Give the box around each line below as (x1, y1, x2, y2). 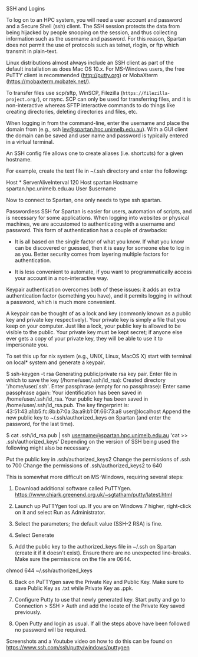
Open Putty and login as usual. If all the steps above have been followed (14, 620, 190, 627)
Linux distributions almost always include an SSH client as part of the (6, 59, 174, 66)
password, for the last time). (6, 421, 75, 427)
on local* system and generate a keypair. (6, 359, 105, 366)
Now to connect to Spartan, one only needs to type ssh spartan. (6, 197, 162, 203)
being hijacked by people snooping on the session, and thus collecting (6, 29, 177, 36)
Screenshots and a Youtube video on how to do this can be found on (6, 638, 173, 645)
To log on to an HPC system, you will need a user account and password (6, 16, 183, 23)
